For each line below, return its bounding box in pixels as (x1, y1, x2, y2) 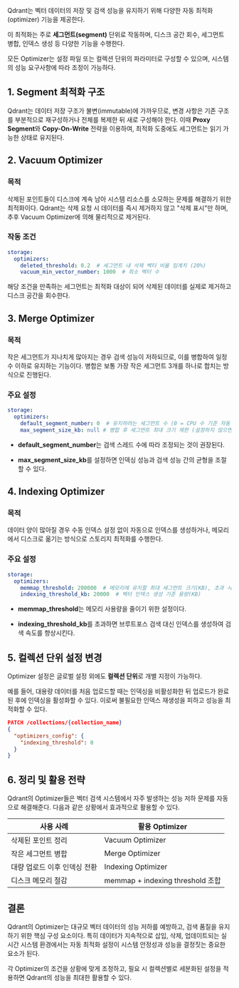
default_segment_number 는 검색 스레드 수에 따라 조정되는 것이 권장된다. (17, 440, 225, 449)
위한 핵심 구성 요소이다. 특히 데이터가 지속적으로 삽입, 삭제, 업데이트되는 (20, 931, 220, 939)
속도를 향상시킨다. (25, 628, 75, 637)
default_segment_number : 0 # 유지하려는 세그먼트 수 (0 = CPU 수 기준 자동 (20, 420, 230, 427)
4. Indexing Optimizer (7, 486, 105, 498)
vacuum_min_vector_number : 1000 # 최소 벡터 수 (20, 268, 160, 276)
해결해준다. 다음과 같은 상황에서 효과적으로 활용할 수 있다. (20, 803, 180, 812)
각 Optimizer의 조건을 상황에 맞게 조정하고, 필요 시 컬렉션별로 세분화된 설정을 (7, 964, 222, 972)
